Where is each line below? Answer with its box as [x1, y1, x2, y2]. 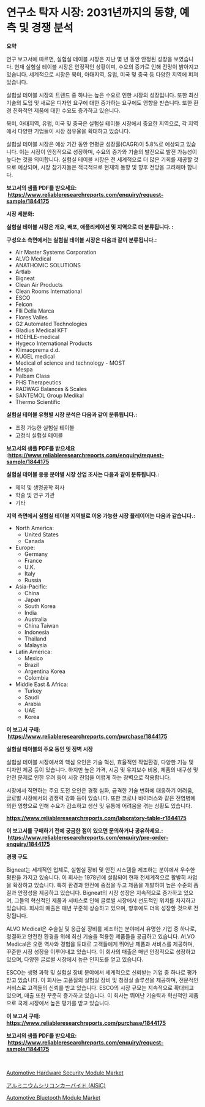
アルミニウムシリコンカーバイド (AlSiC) [6, 1081, 106, 1089]
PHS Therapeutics [15, 378, 62, 386]
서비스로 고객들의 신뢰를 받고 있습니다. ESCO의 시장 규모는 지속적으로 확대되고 [6, 984, 194, 991]
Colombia [24, 674, 49, 681]
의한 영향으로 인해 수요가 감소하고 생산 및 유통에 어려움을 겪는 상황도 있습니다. [6, 802, 193, 809]
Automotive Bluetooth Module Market [6, 1094, 101, 1101]
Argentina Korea [24, 668, 65, 675]
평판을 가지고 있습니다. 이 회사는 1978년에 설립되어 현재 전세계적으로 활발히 [6, 873, 187, 881]
